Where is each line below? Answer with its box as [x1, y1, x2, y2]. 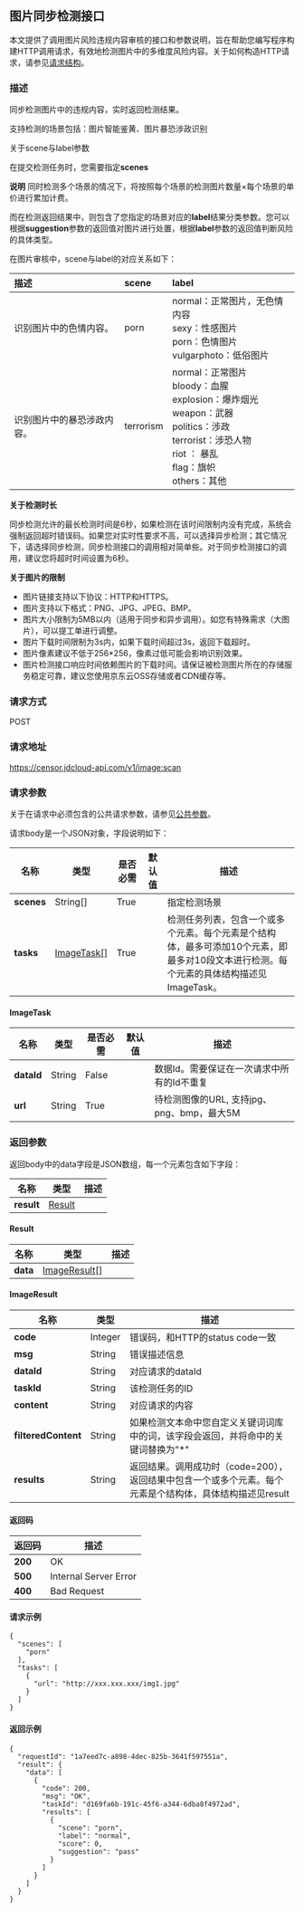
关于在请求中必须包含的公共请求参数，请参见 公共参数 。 [9, 808, 215, 819]
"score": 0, [57, 1839, 103, 1849]
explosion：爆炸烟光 [171, 393, 260, 406]
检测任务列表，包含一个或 [166, 913, 277, 925]
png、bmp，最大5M [154, 1107, 241, 1120]
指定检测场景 [166, 896, 223, 908]
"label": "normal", [57, 1831, 131, 1840]
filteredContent [14, 1429, 82, 1441]
